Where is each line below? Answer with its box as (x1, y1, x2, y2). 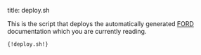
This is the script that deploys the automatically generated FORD (7, 20, 195, 28)
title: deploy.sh (7, 6, 50, 14)
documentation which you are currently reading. (7, 28, 147, 35)
